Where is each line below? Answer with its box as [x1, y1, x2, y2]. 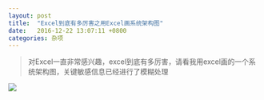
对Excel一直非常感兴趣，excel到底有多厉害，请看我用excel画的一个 [27, 57, 250, 66]
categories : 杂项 [8, 34, 64, 42]
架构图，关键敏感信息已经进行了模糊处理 [34, 67, 169, 77]
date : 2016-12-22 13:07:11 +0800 [8, 26, 127, 34]
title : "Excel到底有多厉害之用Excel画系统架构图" [8, 19, 164, 27]
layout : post [8, 11, 52, 20]
